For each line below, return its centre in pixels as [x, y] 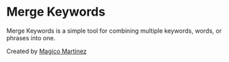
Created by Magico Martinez [46, 51]
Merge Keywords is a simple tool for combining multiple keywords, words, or [114, 31]
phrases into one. [31, 37]
